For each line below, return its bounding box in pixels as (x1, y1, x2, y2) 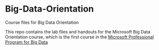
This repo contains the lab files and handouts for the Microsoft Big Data (5, 29, 151, 34)
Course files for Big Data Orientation (5, 19, 79, 25)
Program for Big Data (5, 39, 48, 45)
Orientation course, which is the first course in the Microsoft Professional (5, 34, 154, 40)
